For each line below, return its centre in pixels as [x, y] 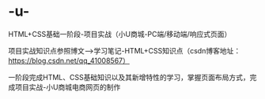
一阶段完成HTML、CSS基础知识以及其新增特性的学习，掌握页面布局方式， [129, 77]
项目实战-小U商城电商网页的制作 [68, 87]
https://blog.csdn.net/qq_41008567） [69, 60]
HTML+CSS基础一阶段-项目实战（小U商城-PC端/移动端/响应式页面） [120, 34]
